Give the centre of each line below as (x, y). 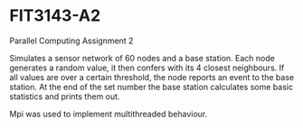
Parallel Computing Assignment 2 (71, 41)
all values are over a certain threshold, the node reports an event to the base (152, 77)
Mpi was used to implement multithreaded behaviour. (109, 114)
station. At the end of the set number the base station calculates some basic (151, 87)
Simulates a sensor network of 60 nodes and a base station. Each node (142, 58)
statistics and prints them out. (65, 96)
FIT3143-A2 (55, 16)
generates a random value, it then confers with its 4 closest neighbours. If (147, 68)
